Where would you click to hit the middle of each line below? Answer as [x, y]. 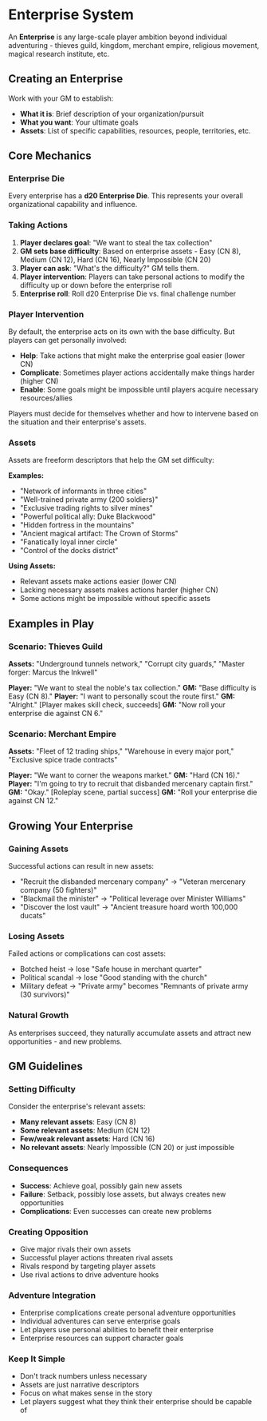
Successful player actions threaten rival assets [96, 1257]
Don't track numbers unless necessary [83, 1376]
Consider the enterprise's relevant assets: [77, 1107]
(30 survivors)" [45, 995]
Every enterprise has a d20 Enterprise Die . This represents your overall [126, 196]
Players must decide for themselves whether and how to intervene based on [133, 414]
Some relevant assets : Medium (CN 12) [85, 1130]
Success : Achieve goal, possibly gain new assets [101, 1185]
